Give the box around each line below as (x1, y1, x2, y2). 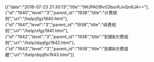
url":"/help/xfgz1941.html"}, (14, 28, 69, 33)
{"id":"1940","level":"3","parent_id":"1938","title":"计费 (5, 10, 113, 15)
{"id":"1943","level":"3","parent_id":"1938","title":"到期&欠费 (5, 46, 124, 51)
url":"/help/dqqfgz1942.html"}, (14, 40, 76, 45)
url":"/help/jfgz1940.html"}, (14, 16, 68, 21)
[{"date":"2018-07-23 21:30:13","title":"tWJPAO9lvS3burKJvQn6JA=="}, (5, 4, 150, 10)
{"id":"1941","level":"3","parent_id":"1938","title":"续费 (5, 22, 112, 27)
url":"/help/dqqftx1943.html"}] (14, 52, 75, 57)
